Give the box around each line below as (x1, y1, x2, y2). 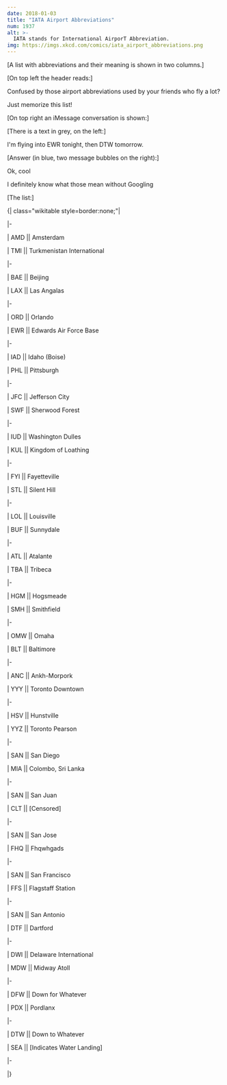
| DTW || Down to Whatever (7, 1030, 85, 1038)
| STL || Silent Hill (7, 486, 56, 493)
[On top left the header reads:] (7, 74, 93, 82)
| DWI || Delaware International (7, 951, 94, 958)
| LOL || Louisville (7, 512, 56, 520)
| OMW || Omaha (7, 632, 55, 639)
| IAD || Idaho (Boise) (7, 353, 66, 361)
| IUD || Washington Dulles (7, 432, 81, 441)
